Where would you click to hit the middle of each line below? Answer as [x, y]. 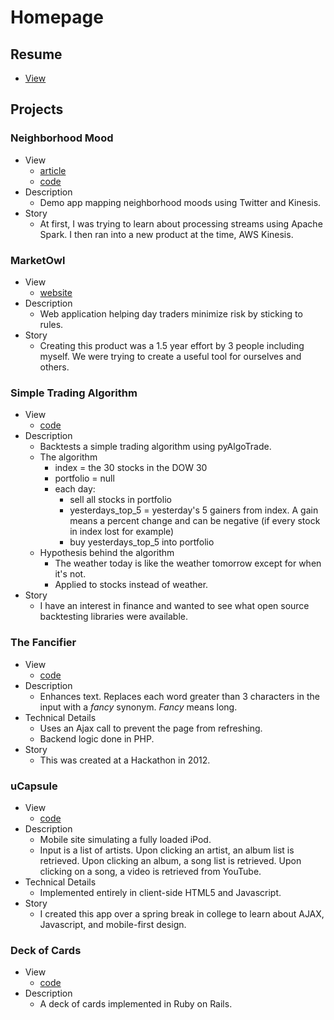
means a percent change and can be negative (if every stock [195, 521]
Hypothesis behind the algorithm [107, 553]
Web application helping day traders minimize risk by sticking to [171, 313]
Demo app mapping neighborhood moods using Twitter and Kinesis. [180, 202]
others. [54, 367]
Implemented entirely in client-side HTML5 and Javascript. [160, 892]
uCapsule [34, 786]
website [56, 292]
